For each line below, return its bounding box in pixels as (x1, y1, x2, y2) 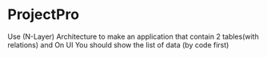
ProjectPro (7, 6, 80, 24)
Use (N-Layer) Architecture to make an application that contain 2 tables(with (7, 32, 259, 41)
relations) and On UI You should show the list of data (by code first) (7, 40, 229, 49)
